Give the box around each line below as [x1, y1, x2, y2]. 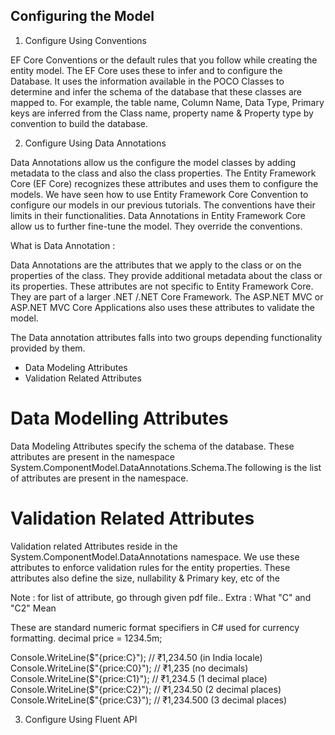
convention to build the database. [10, 117, 149, 129]
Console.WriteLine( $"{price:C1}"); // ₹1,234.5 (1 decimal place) [10, 672, 268, 684]
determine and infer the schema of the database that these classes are [10, 85, 302, 98]
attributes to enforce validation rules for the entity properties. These [10, 561, 291, 573]
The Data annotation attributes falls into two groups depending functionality [10, 331, 323, 343]
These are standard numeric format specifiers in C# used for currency [10, 621, 300, 633]
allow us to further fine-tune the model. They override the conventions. [10, 220, 303, 232]
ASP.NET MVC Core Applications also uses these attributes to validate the [10, 301, 315, 313]
